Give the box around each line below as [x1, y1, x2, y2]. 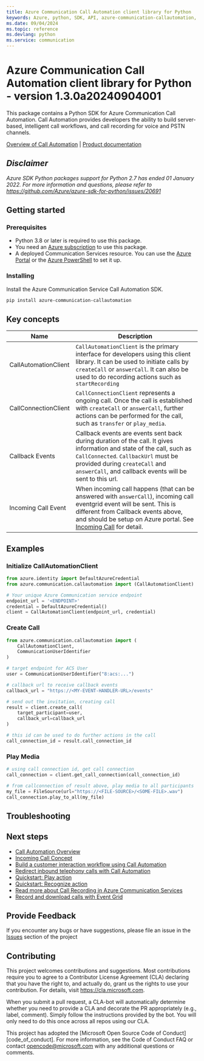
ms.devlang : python [6, 32, 56, 38]
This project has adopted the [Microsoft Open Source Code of [6, 1029, 161, 1037]
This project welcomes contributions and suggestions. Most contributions [6, 967, 191, 975]
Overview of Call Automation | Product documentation [6, 141, 141, 148]
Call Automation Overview [15, 847, 81, 855]
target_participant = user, [17, 710, 83, 716]
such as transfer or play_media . [75, 419, 167, 428]
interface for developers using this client [75, 350, 191, 359]
